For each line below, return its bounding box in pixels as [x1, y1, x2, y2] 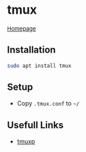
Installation [7, 44, 56, 56]
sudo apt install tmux [7, 62, 72, 69]
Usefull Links [7, 119, 64, 131]
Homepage [7, 25, 36, 32]
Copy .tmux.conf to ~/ [16, 99, 80, 107]
